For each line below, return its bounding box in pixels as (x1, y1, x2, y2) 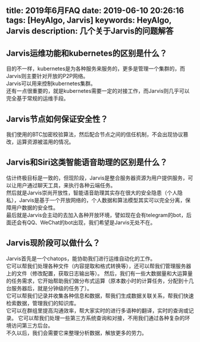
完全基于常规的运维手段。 (6, 95, 69, 102)
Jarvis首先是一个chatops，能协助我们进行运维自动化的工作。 (6, 255, 156, 262)
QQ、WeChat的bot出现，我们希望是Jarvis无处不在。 (26, 219, 156, 226)
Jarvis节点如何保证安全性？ (6, 114, 108, 124)
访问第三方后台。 (11, 322, 54, 329)
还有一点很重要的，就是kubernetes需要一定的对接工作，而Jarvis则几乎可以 (6, 87, 190, 95)
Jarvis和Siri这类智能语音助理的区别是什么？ (6, 157, 168, 168)
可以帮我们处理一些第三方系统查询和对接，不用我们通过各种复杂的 (23, 314, 185, 321)
